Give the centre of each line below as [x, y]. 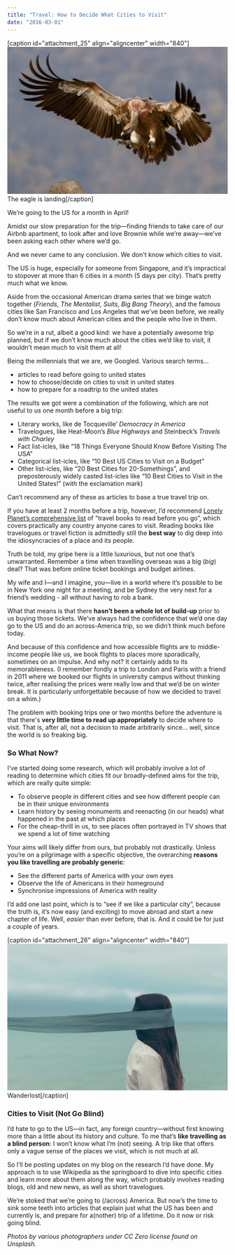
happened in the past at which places [71, 819]
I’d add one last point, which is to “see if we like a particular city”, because [114, 904]
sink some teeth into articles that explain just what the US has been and [110, 1208]
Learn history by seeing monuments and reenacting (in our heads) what [121, 811]
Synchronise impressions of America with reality [87, 890]
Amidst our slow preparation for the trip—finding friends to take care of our [115, 226]
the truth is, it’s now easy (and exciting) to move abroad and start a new [111, 911]
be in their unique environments [63, 804]
